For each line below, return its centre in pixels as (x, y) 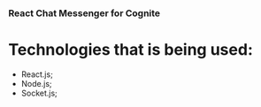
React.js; (37, 74)
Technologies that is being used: (130, 50)
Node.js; (36, 83)
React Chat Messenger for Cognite (84, 13)
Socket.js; (39, 93)
